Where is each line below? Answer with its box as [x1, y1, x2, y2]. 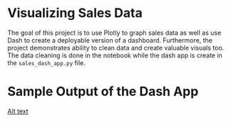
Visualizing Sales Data [7, 5, 143, 21]
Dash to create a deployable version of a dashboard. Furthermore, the [7, 35, 212, 44]
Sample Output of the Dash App [7, 84, 199, 100]
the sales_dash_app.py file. [7, 58, 86, 67]
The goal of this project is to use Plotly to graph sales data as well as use [7, 28, 222, 37]
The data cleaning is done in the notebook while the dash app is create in [7, 51, 222, 60]
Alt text [7, 106, 29, 115]
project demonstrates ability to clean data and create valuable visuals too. [7, 43, 225, 52]
